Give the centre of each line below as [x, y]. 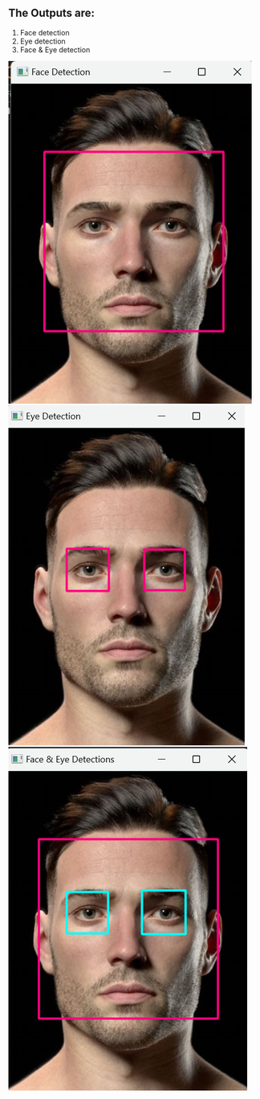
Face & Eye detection [55, 49]
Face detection [45, 32]
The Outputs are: [51, 13]
